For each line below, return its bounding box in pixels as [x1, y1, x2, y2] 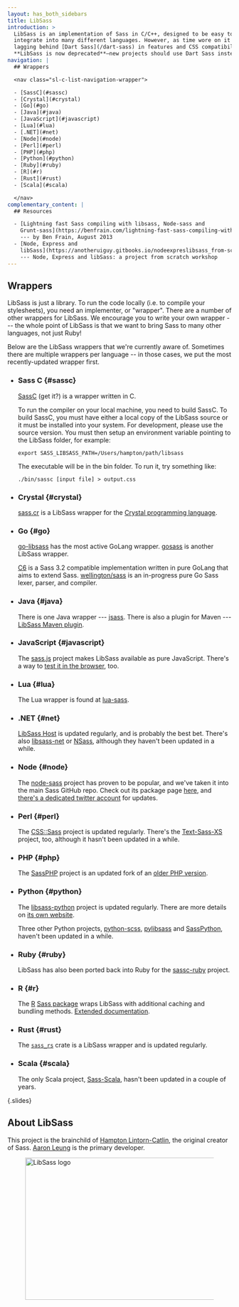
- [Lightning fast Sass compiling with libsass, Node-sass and [14, 220, 205, 228]
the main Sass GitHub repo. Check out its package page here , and [17, 786, 212, 794]
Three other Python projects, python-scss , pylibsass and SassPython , [17, 924, 223, 932]
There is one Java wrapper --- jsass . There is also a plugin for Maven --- [17, 612, 232, 621]
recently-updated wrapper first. [7, 358, 100, 366]
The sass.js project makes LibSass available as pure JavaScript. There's [17, 653, 229, 662]
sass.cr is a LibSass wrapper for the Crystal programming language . [17, 508, 218, 516]
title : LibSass [7, 17, 53, 24]
